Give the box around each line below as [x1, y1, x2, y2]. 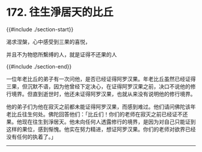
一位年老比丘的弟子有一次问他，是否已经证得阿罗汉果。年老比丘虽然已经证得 [6, 75, 196, 82]
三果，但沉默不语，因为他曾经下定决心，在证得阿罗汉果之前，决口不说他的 [6, 82, 191, 90]
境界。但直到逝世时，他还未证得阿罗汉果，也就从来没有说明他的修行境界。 [11, 90, 196, 97]
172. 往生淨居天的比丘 [6, 5, 114, 19]
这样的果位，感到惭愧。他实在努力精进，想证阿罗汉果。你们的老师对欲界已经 [6, 126, 196, 133]
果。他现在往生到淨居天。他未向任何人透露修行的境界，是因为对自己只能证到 [6, 118, 196, 125]
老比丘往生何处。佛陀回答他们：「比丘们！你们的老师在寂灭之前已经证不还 [6, 111, 188, 118]
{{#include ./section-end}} [6, 62, 72, 70]
